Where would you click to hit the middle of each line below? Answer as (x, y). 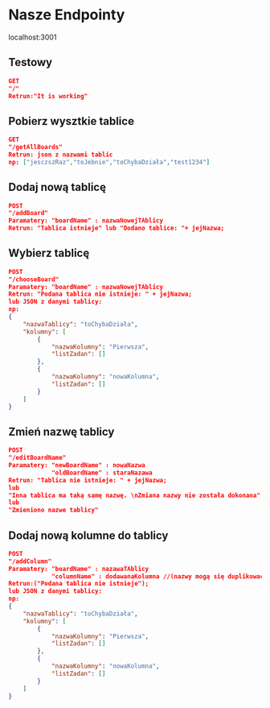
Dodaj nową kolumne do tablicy (88, 535)
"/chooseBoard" (34, 279)
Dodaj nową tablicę (57, 187)
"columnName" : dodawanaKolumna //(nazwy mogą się (138, 576)
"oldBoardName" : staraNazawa (102, 473)
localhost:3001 (33, 37)
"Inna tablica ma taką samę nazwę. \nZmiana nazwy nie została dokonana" (135, 495)
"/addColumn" (30, 561)
